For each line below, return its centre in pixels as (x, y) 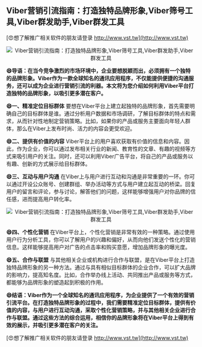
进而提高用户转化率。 (48, 199)
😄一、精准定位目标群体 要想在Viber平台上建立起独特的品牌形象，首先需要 (98, 106)
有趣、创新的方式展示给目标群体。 (48, 163)
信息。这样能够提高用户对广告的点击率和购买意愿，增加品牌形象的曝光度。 (98, 247)
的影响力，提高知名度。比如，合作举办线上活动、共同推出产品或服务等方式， (101, 274)
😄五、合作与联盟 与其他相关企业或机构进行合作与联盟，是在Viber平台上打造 (101, 259)
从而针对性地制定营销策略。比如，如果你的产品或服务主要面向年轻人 (101, 121)
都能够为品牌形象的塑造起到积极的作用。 (56, 282)
